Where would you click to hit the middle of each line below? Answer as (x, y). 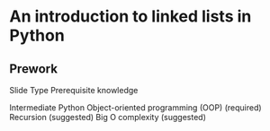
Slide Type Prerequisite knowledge (74, 90)
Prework (34, 69)
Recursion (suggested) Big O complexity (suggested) (108, 117)
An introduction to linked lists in (130, 17)
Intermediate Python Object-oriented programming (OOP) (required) (136, 108)
